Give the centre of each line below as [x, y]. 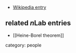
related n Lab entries [38, 23]
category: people [24, 45]
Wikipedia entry [29, 7]
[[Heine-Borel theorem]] [38, 35]
